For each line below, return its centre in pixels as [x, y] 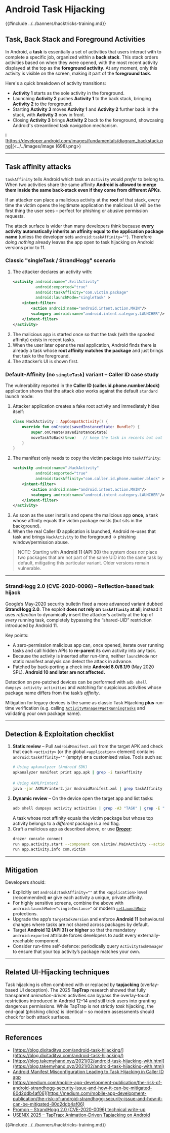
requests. [15, 216]
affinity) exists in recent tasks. [44, 340]
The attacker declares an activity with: [52, 272]
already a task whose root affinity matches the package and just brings [88, 350]
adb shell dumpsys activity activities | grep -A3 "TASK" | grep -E [86, 808]
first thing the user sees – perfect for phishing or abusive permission [77, 211]
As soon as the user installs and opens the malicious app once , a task [85, 515]
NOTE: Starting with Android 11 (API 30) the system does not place [88, 552]
